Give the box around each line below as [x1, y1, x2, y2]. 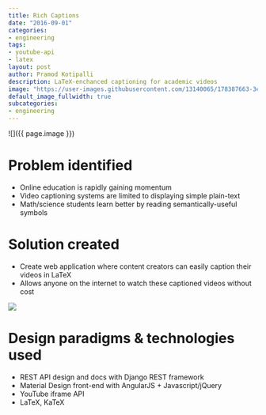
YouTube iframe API [19, 389, 85, 398]
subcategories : [8, 100, 59, 108]
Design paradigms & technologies [8, 330, 235, 348]
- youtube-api [8, 48, 55, 56]
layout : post [8, 63, 51, 71]
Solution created [8, 236, 120, 254]
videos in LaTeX [19, 270, 72, 279]
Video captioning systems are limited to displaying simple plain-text [19, 191, 241, 200]
